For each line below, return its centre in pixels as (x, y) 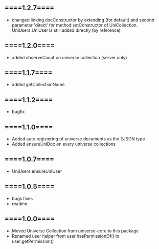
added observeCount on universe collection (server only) (69, 57)
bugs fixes (22, 198)
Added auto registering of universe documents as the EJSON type (78, 139)
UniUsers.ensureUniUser (37, 171)
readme (19, 204)
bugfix (18, 112)
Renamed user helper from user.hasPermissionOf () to (66, 236)
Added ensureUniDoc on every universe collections (64, 144)
